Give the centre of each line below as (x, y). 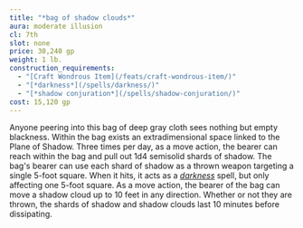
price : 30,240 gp (42, 52)
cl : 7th (24, 34)
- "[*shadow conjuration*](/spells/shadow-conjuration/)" (129, 93)
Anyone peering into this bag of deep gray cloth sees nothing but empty (144, 128)
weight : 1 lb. (36, 60)
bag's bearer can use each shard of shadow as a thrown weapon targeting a (151, 166)
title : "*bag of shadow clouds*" (72, 18)
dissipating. (31, 214)
